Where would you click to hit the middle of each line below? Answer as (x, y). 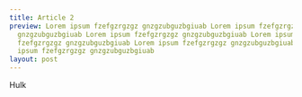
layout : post (34, 59)
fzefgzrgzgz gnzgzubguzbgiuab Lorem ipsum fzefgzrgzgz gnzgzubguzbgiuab (156, 43)
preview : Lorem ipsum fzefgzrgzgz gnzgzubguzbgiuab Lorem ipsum (132, 26)
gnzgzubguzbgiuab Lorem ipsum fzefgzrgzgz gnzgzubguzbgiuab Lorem (144, 34)
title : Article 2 (42, 18)
